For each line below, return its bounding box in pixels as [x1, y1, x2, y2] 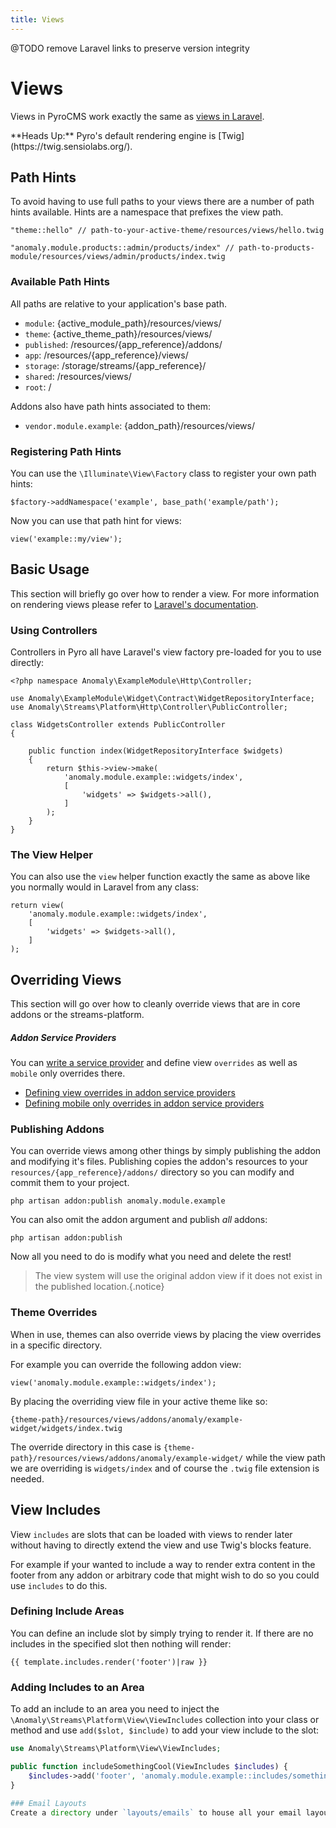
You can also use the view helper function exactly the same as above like [10, 871, 311, 883]
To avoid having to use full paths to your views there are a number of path [10, 196, 315, 208]
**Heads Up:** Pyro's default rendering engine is [10, 129, 217, 141]
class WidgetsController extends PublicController [10, 720, 226, 730]
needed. [10, 1472, 45, 1485]
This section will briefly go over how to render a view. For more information [10, 587, 320, 600]
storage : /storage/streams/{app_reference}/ [24, 359, 207, 371]
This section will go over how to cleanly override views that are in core [10, 998, 301, 1010]
